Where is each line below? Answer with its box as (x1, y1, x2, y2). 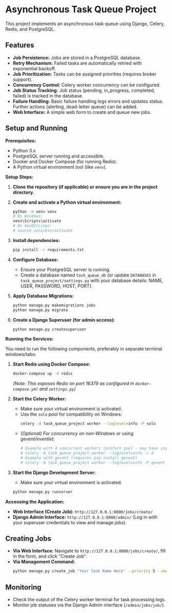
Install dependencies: (12, 237, 60, 243)
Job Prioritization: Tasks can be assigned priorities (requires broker (12, 71, 157, 77)
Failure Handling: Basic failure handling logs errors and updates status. (12, 98, 164, 104)
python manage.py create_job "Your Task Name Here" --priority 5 (12, 568, 155, 574)
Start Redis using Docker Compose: (12, 361, 91, 367)
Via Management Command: (12, 559, 75, 565)
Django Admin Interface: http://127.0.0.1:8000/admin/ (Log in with (12, 514, 158, 520)
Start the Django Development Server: (12, 469, 96, 476)
